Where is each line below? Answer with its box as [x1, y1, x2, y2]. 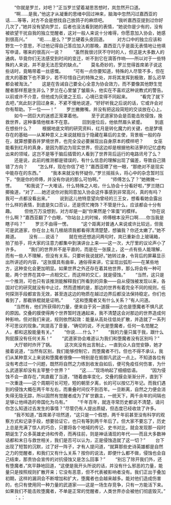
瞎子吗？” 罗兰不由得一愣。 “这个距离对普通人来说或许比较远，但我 [5, 221, 164, 227]
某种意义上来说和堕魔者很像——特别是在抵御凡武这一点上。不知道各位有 [14, 354, 166, 360]
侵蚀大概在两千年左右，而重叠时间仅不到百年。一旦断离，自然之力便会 [14, 386, 161, 392]
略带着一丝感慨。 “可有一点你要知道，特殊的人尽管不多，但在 [27, 68, 165, 74]
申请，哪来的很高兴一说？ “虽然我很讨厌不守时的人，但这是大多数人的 [9, 49, 165, 55]
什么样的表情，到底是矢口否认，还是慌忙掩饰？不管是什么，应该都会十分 [5, 202, 157, 208]
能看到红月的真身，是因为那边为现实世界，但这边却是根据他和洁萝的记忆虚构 [5, 145, 166, 150]
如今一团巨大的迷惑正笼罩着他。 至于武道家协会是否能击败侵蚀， [14, 113, 158, 119]
